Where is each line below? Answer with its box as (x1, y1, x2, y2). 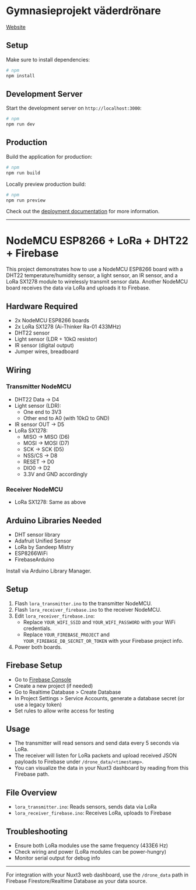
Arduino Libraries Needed (6, 516, 102, 526)
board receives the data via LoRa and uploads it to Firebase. (6, 284, 150, 291)
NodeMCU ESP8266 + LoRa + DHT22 (6, 234, 188, 247)
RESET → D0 (23, 458, 54, 465)
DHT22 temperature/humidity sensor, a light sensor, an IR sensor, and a (6, 272, 178, 279)
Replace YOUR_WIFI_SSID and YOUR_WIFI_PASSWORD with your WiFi (23, 618, 176, 625)
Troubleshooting (6, 826, 68, 836)
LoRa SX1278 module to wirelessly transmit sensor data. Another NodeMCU (6, 278, 188, 285)
